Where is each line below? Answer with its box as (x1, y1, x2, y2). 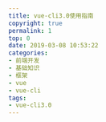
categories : (8, 49, 48, 57)
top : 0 (8, 34, 31, 43)
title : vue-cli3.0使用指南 (8, 11, 94, 20)
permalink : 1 (8, 26, 52, 35)
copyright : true (8, 19, 63, 27)
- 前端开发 (8, 57, 40, 65)
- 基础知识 (8, 64, 40, 72)
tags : (8, 94, 26, 102)
